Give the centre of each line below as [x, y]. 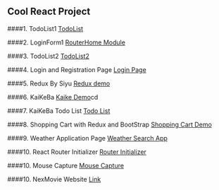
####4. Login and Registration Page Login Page [77, 69]
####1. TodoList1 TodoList [45, 28]
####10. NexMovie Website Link [54, 179]
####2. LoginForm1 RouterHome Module [66, 42]
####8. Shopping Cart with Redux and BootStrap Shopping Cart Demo [110, 124]
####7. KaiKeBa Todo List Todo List [59, 111]
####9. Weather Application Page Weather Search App [87, 138]
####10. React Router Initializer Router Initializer [77, 152]
